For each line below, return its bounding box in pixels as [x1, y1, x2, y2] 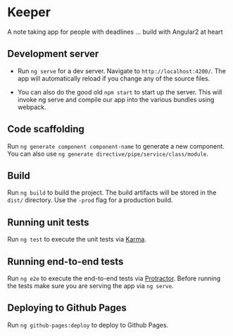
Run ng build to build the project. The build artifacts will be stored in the [7, 188, 217, 197]
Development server [7, 48, 99, 60]
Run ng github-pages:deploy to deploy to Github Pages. [7, 321, 169, 329]
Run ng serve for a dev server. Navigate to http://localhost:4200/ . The [17, 66, 227, 75]
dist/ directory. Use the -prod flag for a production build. [7, 196, 173, 204]
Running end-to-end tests [7, 255, 124, 268]
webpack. [17, 103, 47, 111]
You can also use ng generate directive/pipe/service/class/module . [7, 149, 209, 158]
